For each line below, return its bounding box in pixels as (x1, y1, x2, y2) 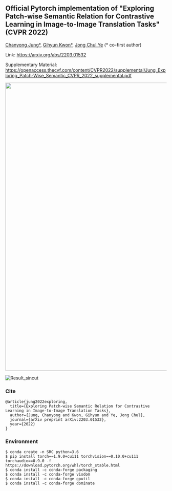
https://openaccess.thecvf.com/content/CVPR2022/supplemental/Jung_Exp (5, 67, 166, 73)
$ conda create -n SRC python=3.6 (5, 450, 79, 455)
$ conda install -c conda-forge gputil (5, 476, 91, 482)
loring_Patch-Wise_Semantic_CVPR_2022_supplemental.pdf (5, 72, 132, 78)
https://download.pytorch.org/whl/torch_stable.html (5, 463, 120, 468)
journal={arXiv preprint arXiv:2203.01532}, (10, 417, 106, 422)
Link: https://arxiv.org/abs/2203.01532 (5, 51, 87, 58)
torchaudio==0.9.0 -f (5, 458, 52, 464)
